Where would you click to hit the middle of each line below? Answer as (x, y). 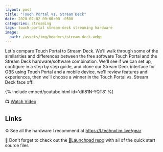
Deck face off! (20, 82)
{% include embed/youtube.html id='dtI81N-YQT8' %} (59, 92)
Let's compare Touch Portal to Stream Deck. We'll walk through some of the (81, 51)
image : (12, 32)
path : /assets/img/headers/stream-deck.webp (56, 37)
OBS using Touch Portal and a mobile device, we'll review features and (76, 72)
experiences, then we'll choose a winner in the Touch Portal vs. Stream (77, 77)
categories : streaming (28, 23)
